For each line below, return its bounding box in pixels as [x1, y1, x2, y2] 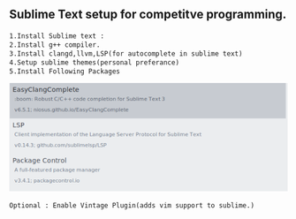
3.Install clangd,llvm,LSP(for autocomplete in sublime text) [9, 49, 243, 58]
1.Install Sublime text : [9, 31, 104, 41]
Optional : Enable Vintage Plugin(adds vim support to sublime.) [9, 200, 254, 210]
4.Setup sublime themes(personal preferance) [9, 57, 179, 67]
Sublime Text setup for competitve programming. [9, 7, 287, 22]
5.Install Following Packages [9, 66, 121, 76]
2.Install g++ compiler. [9, 40, 101, 49]
